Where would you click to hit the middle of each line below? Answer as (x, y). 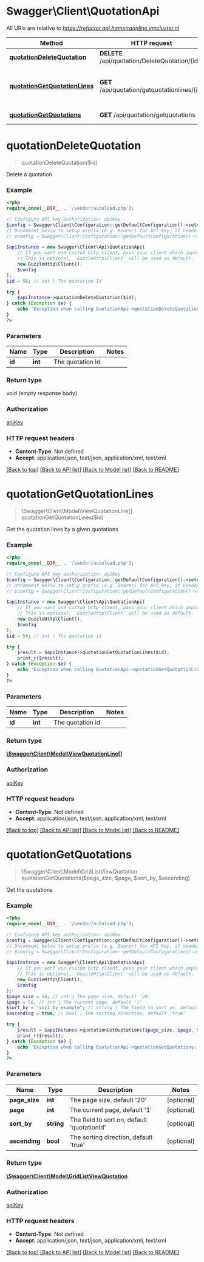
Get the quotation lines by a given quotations (62, 529)
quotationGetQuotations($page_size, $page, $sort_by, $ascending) (105, 878)
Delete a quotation (29, 174)
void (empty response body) (42, 393)
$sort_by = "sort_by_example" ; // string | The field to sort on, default (103, 1008)
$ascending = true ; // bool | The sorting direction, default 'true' (96, 1013)
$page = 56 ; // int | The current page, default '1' (74, 1002)
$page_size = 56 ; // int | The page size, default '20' (78, 996)
